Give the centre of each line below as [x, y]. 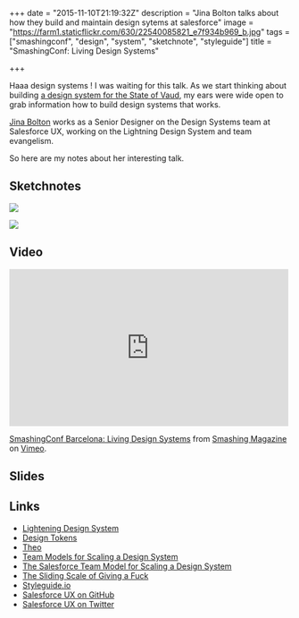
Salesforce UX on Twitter [68, 604]
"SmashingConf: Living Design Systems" [84, 51]
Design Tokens [50, 538]
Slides [27, 476]
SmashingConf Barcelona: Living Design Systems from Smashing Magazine [148, 438]
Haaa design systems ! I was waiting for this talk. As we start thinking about [148, 85]
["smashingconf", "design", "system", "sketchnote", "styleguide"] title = [141, 41]
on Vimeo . [28, 448]
